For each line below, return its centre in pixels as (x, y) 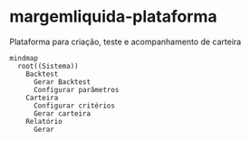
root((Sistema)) (48, 66)
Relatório (44, 121)
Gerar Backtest (62, 82)
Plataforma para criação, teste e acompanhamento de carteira (125, 42)
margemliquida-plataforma (113, 17)
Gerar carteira (62, 113)
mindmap (24, 58)
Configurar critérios (74, 106)
